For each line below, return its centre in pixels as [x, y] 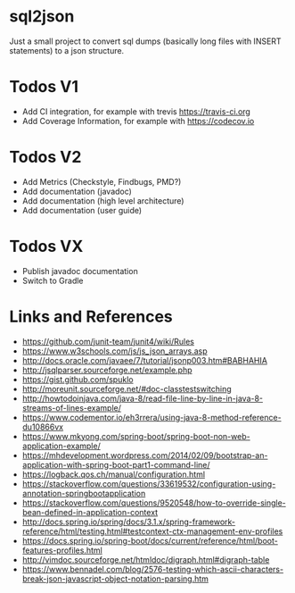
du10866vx [43, 427]
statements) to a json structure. [67, 50]
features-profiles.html [62, 550]
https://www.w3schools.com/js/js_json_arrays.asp [115, 351]
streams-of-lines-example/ [72, 407]
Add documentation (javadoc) [77, 191]
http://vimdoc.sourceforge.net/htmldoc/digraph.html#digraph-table [146, 559]
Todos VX [46, 246]
